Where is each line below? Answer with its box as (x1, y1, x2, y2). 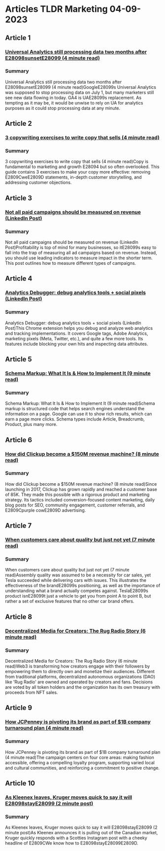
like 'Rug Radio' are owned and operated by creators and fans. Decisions (5, 679, 153, 685)
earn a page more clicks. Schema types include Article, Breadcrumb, (5, 416, 145, 422)
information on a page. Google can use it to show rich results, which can (5, 411, 152, 417)
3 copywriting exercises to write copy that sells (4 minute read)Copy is (5, 159, 149, 165)
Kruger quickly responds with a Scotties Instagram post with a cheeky (5, 835, 148, 841)
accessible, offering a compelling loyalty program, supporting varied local (5, 759, 155, 765)
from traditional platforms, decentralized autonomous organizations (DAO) (5, 674, 156, 680)
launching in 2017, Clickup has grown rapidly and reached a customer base (5, 486, 158, 492)
